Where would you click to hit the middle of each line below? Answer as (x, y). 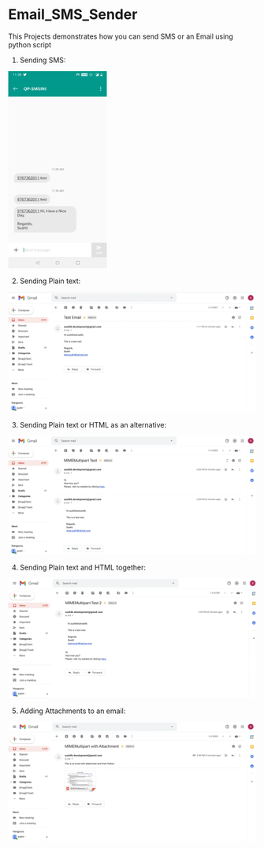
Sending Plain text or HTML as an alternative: (93, 425)
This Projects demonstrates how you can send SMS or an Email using (121, 36)
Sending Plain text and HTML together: (82, 568)
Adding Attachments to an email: (73, 711)
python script (30, 44)
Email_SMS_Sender (73, 15)
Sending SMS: (43, 60)
